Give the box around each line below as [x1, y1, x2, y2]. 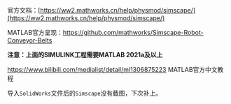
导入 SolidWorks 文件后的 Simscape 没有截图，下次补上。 [7, 89, 162, 97]
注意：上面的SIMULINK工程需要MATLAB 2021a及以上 [7, 51, 163, 59]
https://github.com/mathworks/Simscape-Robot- [62, 29, 204, 36]
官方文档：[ [7, 6, 41, 14]
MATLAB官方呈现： [7, 29, 63, 36]
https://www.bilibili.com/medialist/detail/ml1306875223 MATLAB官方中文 [7, 66, 218, 73]
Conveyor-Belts [7, 36, 52, 44]
